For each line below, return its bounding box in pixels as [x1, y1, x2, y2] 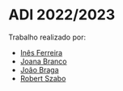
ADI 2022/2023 [8, 6, 116, 24]
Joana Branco [19, 56, 67, 66]
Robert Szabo [19, 73, 66, 83]
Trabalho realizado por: [8, 32, 87, 42]
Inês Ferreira [19, 48, 63, 57]
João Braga [19, 64, 59, 74]
